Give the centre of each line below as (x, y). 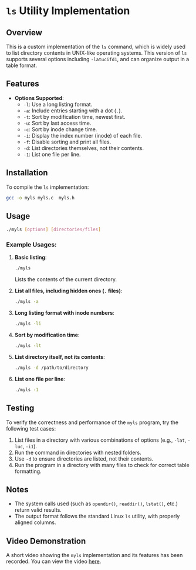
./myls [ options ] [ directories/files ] (53, 230)
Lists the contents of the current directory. (66, 279)
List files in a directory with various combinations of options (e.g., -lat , (100, 440)
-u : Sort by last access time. (57, 123)
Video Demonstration (46, 541)
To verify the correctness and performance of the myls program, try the (92, 422)
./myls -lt (28, 346)
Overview (24, 33)
